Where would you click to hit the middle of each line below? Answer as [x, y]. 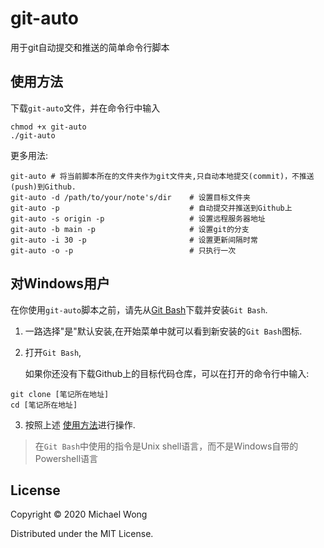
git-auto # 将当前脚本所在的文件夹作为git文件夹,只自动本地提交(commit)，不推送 [162, 176]
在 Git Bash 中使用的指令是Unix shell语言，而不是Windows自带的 [166, 446]
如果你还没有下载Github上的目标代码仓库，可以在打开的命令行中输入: [167, 373]
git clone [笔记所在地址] [60, 394]
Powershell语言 [66, 458]
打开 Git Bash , [53, 352]
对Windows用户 [60, 283]
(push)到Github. [43, 187]
